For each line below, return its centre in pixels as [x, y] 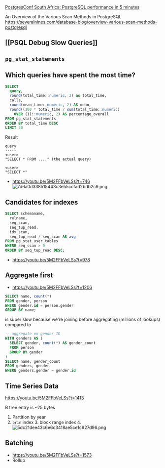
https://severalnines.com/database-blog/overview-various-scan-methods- [81, 22]
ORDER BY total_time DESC [32, 123]
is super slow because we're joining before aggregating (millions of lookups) [83, 319]
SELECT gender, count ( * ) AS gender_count [53, 343]
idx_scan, [19, 232]
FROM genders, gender [27, 366]
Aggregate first [29, 276]
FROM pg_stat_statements [31, 119]
